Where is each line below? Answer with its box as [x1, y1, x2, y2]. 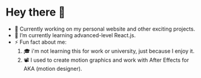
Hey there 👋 [5, 5, 66, 19]
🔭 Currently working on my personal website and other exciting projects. [14, 25, 196, 32]
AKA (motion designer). [23, 65, 82, 72]
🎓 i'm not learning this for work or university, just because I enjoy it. [23, 47, 195, 55]
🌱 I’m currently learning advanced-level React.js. [14, 31, 136, 38]
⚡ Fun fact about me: [14, 38, 67, 46]
